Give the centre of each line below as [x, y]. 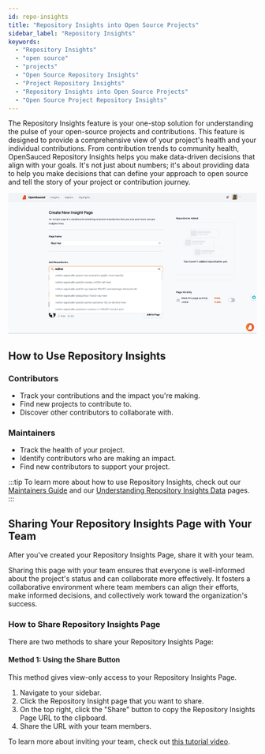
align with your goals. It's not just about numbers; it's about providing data [129, 165]
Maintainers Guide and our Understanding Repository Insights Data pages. [129, 490]
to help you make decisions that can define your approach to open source [128, 174]
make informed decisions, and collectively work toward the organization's [128, 595]
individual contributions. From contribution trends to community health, [123, 148]
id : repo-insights [38, 17]
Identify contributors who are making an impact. [97, 459]
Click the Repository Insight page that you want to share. [112, 701]
